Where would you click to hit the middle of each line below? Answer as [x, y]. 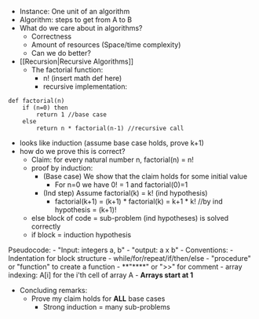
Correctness [51, 36]
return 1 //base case [72, 115]
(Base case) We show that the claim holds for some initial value [145, 176]
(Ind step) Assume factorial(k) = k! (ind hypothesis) [125, 193]
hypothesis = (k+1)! [86, 210]
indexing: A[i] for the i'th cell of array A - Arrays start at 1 [101, 275]
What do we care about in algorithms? [81, 28]
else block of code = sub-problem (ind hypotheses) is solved [130, 218]
